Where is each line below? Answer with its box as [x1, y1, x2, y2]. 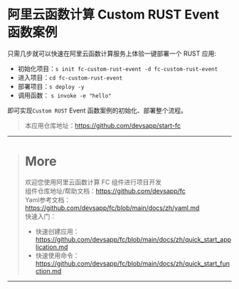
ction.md [35, 266, 62, 275]
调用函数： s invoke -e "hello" [17, 90, 112, 100]
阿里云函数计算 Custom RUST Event [7, 6, 219, 23]
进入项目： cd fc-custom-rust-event [17, 73, 123, 82]
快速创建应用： [35, 227, 80, 236]
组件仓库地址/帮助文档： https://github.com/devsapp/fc [24, 186, 186, 195]
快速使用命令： [35, 251, 80, 260]
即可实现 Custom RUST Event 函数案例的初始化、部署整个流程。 [7, 106, 187, 115]
